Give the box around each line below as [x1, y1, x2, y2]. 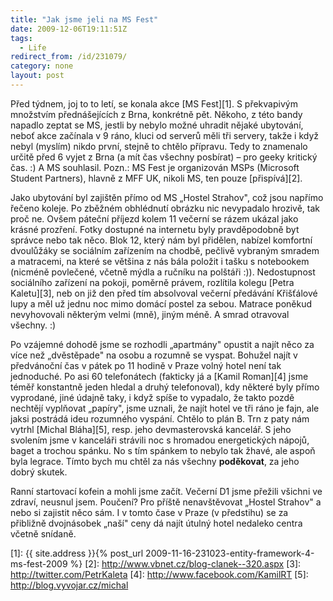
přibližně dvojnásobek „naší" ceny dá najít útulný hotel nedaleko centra [10, 517, 303, 529]
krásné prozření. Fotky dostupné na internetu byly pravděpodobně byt [10, 223, 300, 235]
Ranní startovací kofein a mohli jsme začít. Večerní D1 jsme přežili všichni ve [10, 485, 323, 497]
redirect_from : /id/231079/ [10, 52, 128, 62]
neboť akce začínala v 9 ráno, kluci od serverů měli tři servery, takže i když [10, 129, 320, 141]
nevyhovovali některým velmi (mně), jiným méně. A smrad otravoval [10, 308, 290, 320]
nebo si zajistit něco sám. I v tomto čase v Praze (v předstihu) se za [10, 506, 289, 518]
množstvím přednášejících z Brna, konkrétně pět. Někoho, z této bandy [10, 108, 303, 120]
